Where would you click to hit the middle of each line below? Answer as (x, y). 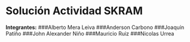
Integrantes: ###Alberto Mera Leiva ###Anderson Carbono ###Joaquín (95, 27)
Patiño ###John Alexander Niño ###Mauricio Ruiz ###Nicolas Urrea (90, 33)
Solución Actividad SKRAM (74, 11)
